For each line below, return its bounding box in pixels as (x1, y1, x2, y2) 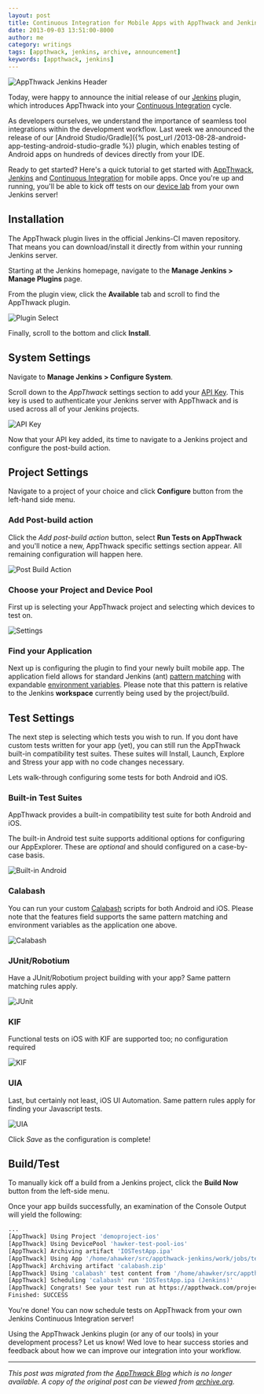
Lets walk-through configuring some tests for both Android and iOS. (8, 773, 228, 782)
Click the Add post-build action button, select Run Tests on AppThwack (8, 533, 242, 542)
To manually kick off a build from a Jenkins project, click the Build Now (8, 1178, 239, 1188)
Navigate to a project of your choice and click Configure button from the (8, 486, 244, 496)
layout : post (8, 11, 51, 20)
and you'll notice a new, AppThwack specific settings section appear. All (8, 541, 242, 550)
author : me (8, 33, 44, 42)
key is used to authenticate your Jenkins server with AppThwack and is (8, 396, 239, 405)
